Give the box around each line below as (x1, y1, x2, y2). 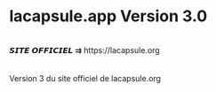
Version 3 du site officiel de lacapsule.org (9, 73, 162, 83)
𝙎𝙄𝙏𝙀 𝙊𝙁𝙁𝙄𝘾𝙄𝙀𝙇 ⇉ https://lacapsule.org (9, 44, 160, 55)
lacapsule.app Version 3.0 (9, 6, 208, 27)
